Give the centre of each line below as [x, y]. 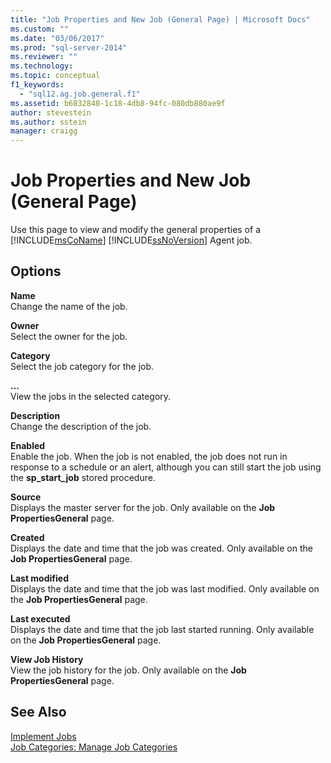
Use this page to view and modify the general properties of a [135, 230]
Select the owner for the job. [69, 336]
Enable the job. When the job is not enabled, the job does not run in [149, 456]
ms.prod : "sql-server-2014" [69, 47]
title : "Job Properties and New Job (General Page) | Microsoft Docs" [160, 19]
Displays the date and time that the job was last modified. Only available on [165, 588]
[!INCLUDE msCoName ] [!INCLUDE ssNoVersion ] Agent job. [131, 240]
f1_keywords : [37, 85]
